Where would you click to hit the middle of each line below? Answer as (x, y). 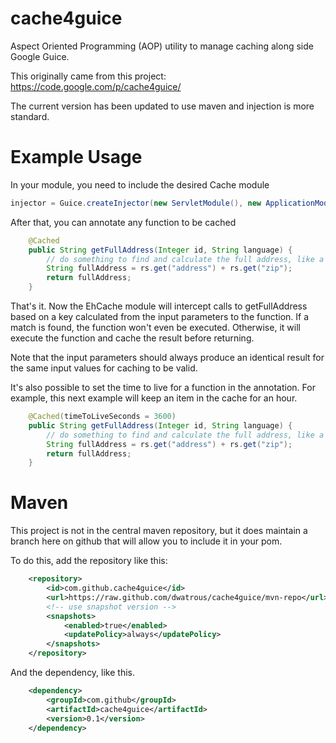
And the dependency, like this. (73, 673)
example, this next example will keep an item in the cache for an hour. (154, 398)
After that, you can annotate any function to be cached (123, 222)
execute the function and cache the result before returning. (132, 338)
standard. (30, 116)
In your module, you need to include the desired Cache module (140, 184)
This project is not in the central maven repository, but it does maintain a (159, 531)
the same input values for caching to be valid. (104, 368)
